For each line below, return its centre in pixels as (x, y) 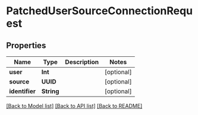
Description (82, 62)
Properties (26, 45)
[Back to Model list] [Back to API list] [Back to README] (74, 106)
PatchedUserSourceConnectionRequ (100, 11)
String (50, 91)
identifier (22, 91)
